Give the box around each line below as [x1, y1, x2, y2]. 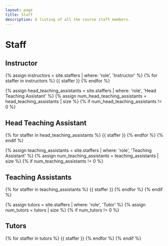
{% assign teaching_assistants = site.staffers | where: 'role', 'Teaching [5, 147, 152, 153]
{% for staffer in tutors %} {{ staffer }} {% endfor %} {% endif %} [5, 235, 142, 241]
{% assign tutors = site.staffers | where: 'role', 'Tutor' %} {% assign [5, 202, 146, 207]
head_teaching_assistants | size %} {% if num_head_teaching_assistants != [5, 99, 162, 105]
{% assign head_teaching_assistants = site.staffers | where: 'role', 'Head [5, 87, 156, 94]
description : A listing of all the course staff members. [5, 17, 130, 22]
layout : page [5, 7, 33, 13]
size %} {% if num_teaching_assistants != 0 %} [5, 158, 104, 164]
